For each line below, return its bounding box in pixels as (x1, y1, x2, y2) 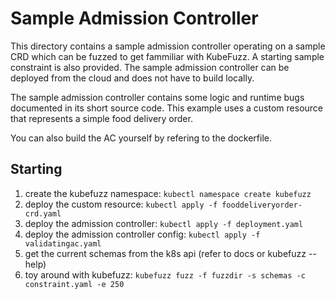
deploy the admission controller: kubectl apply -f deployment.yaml (24, 217, 304, 229)
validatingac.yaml (24, 238, 102, 249)
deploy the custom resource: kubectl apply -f (24, 198, 218, 210)
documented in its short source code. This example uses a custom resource (10, 102, 324, 114)
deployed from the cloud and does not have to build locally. (10, 72, 255, 84)
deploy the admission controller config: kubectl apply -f (24, 228, 261, 240)
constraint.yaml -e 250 (24, 279, 125, 289)
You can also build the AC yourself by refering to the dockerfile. (10, 132, 272, 144)
